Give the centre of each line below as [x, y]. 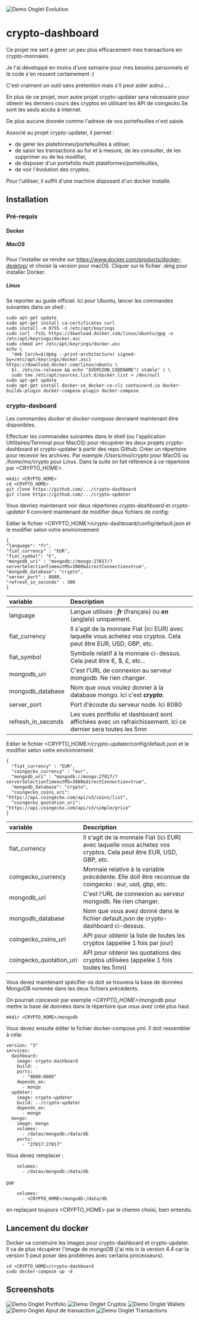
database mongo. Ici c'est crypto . [117, 695]
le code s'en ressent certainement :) [50, 74]
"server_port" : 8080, [34, 577]
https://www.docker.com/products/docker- [129, 259]
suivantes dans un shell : [36, 307]
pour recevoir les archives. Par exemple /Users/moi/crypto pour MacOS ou [97, 456]
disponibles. [21, 425]
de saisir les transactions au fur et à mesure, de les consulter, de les [98, 150]
